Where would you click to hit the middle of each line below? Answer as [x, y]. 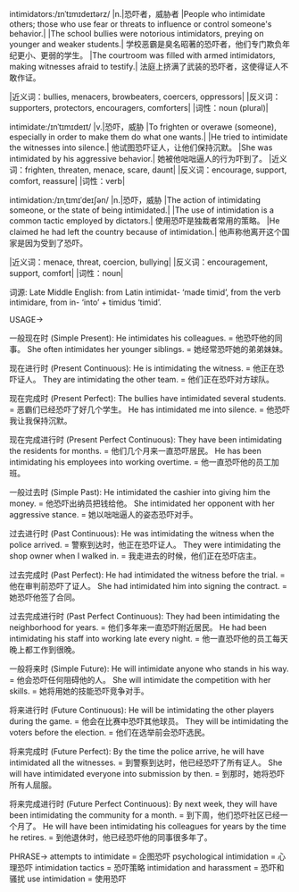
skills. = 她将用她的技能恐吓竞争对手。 [79, 691]
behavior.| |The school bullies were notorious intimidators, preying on [137, 34]
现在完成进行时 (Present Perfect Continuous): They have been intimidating [146, 440]
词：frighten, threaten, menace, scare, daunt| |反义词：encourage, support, [148, 170]
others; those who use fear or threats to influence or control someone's [141, 24]
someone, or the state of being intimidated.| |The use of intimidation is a [142, 210]
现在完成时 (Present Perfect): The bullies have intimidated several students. [148, 398]
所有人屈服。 [33, 785]
